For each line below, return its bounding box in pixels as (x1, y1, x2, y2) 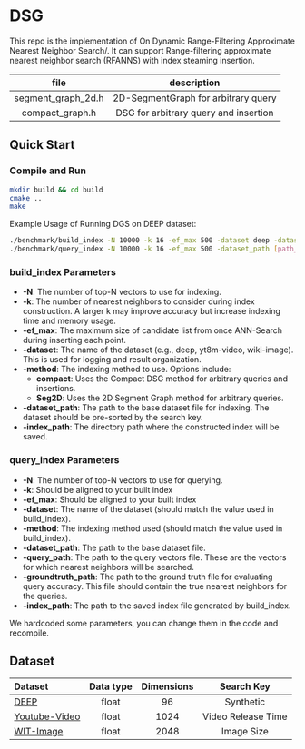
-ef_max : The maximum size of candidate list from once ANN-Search (22, 325, 283, 336)
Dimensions (141, 680, 194, 693)
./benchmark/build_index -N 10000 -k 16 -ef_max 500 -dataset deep (9, 236, 271, 245)
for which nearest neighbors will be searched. (22, 561, 195, 572)
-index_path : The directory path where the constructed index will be (22, 421, 280, 432)
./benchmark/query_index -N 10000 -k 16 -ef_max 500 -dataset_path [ (9, 244, 279, 254)
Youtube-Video (14, 710, 81, 723)
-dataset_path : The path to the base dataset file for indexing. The (22, 402, 270, 413)
